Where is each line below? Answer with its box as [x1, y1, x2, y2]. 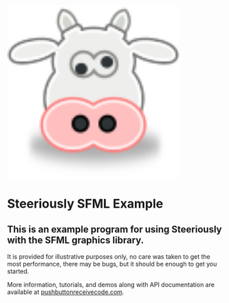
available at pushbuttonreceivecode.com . [7, 288, 124, 296]
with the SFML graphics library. [7, 234, 144, 246]
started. [7, 267, 30, 275]
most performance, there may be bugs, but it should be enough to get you [7, 260, 217, 268]
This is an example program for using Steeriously [7, 223, 222, 235]
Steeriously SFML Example [7, 196, 164, 212]
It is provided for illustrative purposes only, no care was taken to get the [7, 253, 211, 260]
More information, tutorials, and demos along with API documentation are [7, 281, 215, 289]
